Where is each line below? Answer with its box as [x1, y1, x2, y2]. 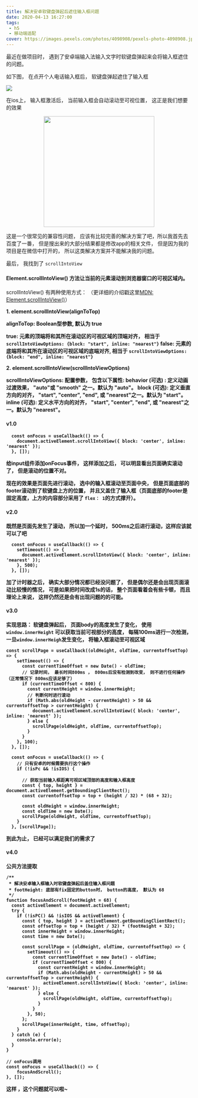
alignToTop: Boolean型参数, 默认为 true [6, 320, 102, 327]
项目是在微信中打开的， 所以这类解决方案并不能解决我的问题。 [6, 248, 157, 254]
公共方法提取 [6, 863, 37, 870]
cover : [6, 36, 22, 42]
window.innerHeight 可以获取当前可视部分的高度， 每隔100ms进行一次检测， [6, 628, 192, 635]
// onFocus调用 [6, 1059, 42, 1065]
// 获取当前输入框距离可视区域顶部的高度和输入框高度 [21, 777, 136, 783]
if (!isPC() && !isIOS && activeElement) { [16, 913, 126, 919]
